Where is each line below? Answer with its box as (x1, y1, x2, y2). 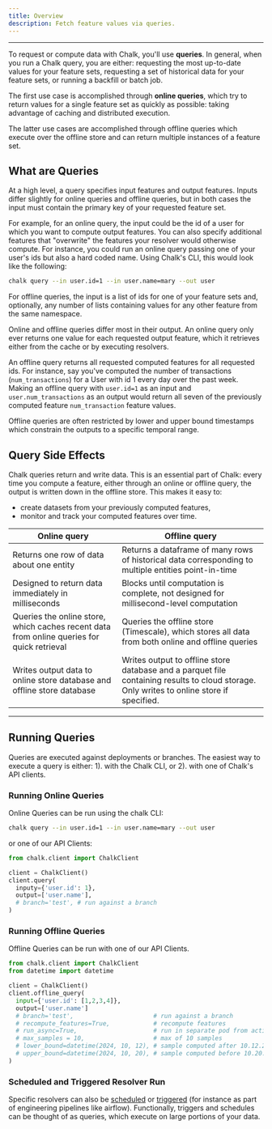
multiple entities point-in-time (121, 564, 237, 575)
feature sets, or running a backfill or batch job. (8, 74, 164, 85)
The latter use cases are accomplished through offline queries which (8, 123, 238, 134)
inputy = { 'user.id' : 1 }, (15, 884, 96, 892)
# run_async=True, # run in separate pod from (15, 1027, 249, 1035)
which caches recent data (12, 621, 111, 632)
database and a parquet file (121, 664, 227, 676)
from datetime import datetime (8, 967, 114, 975)
